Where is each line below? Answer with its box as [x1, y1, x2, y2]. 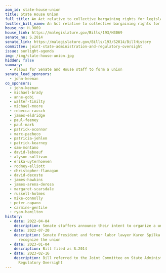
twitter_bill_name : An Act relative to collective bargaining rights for [5, 21, 161, 26]
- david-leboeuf [9, 150, 43, 155]
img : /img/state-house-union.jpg [5, 53, 74, 58]
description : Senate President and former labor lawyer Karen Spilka [14, 232, 161, 237]
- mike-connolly [9, 196, 43, 201]
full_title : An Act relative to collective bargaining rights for [5, 16, 145, 21]
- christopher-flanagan [9, 168, 58, 173]
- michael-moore [9, 104, 43, 109]
